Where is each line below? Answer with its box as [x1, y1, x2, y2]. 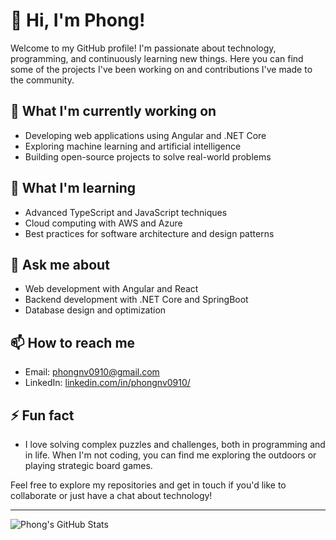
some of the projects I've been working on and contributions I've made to [10, 63, 313, 75]
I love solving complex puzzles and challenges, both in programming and [24, 439, 326, 450]
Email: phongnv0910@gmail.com [24, 366, 160, 378]
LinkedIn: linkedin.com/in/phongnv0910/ [24, 377, 191, 389]
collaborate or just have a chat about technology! [10, 490, 213, 501]
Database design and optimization [24, 304, 167, 316]
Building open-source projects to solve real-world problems [24, 150, 272, 163]
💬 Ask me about [10, 256, 110, 273]
